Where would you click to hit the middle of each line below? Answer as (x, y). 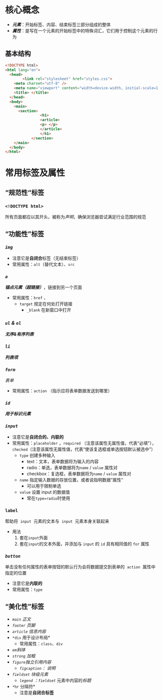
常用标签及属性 (35, 173)
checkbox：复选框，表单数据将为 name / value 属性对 (79, 474)
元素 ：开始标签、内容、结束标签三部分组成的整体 (61, 24)
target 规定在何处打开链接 (46, 304)
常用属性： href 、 (30, 298)
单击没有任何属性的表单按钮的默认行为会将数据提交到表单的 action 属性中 (80, 567)
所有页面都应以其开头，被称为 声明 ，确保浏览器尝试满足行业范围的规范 (76, 217)
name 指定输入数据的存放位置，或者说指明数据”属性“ (71, 480)
